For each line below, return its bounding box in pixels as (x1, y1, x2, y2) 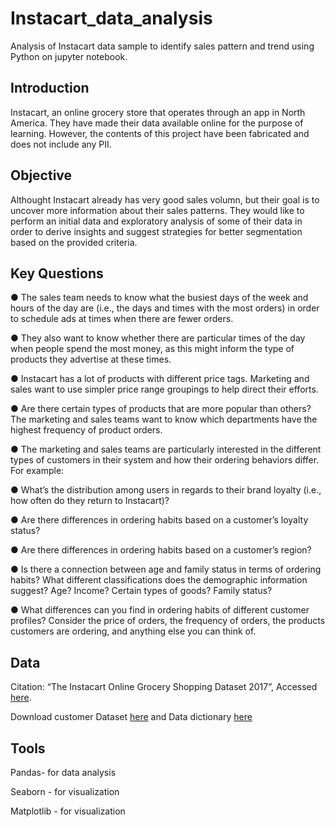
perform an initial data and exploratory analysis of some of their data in (10, 215, 303, 227)
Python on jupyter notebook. (10, 50, 128, 62)
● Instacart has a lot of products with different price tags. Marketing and (10, 373, 310, 385)
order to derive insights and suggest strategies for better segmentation (10, 225, 303, 237)
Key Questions (10, 265, 104, 282)
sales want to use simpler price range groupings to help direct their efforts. (10, 383, 319, 396)
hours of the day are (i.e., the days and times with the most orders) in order (10, 302, 320, 314)
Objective (10, 167, 73, 184)
